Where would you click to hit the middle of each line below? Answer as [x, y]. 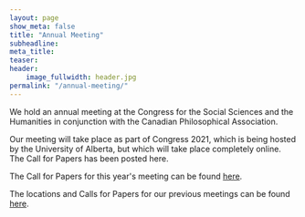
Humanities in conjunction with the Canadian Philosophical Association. [144, 121]
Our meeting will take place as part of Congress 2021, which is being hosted [153, 139]
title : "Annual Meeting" [57, 35]
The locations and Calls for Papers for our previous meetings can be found [150, 193]
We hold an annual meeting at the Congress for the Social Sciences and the [152, 111]
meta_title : [32, 52]
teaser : [24, 60]
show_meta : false [42, 26]
